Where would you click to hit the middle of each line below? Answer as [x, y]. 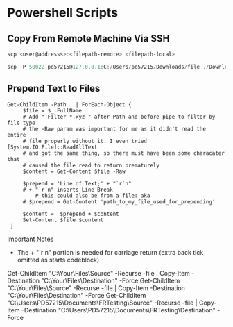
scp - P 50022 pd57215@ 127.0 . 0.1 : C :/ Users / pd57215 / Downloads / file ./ [108, 67]
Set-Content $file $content [63, 220]
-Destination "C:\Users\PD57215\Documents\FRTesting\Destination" [119, 310]
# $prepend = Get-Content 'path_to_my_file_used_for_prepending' [119, 202]
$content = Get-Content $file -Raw [74, 171]
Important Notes [31, 239]
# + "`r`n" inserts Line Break [68, 190]
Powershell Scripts [63, 13]
